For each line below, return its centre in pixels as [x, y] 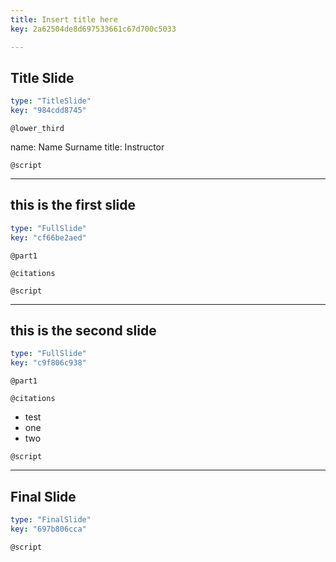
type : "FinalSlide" [51, 520]
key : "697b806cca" [48, 529]
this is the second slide [83, 331]
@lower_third [37, 129]
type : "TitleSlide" [51, 101]
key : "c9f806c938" [48, 363]
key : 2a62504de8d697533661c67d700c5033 [93, 29]
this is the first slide [73, 205]
